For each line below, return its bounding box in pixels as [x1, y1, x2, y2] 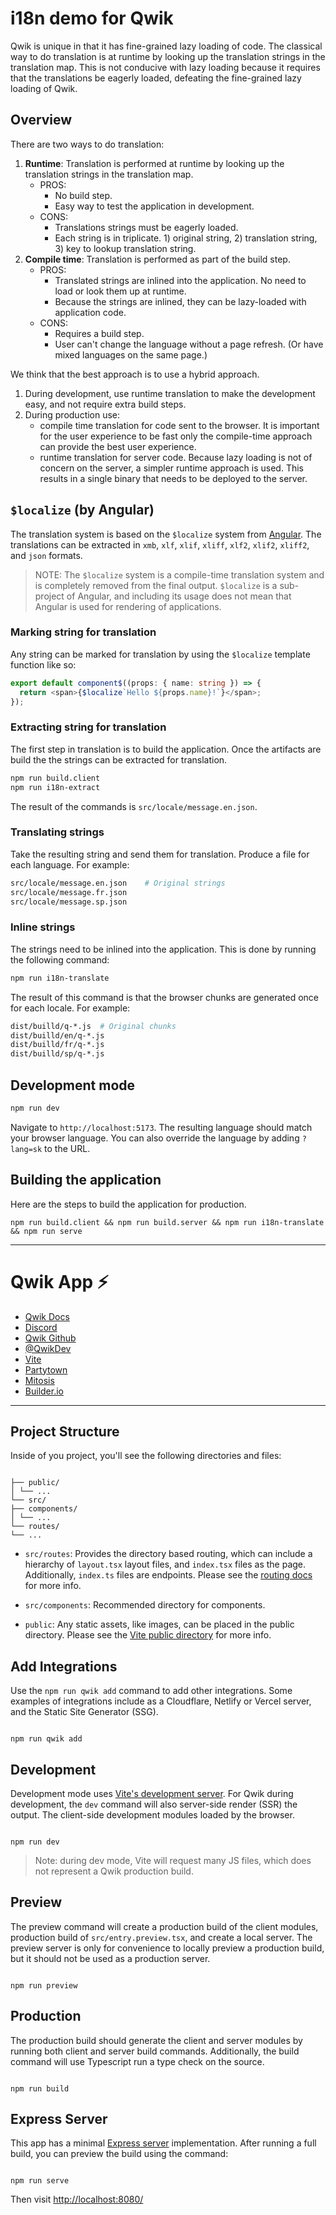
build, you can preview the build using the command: [10, 2148, 229, 2160]
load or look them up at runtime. [54, 285, 187, 297]
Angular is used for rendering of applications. [34, 600, 222, 612]
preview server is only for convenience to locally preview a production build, [10, 1942, 325, 1954]
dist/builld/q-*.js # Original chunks [10, 1021, 177, 1031]
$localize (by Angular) [10, 502, 155, 519]
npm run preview [10, 1980, 78, 1991]
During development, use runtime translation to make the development [24, 387, 316, 399]
